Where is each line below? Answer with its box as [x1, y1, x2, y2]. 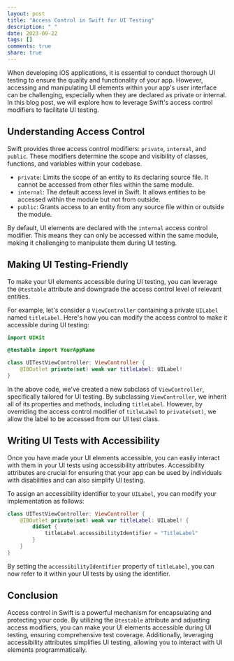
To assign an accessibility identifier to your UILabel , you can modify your [7, 489, 217, 497]
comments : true [7, 43, 52, 50]
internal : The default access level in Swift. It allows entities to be [17, 187, 206, 196]
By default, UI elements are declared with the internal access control [7, 223, 208, 232]
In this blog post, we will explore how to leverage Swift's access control [7, 98, 213, 106]
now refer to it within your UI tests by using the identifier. [7, 569, 170, 578]
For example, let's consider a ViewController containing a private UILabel [7, 306, 219, 314]
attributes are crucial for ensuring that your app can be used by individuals [7, 468, 222, 476]
